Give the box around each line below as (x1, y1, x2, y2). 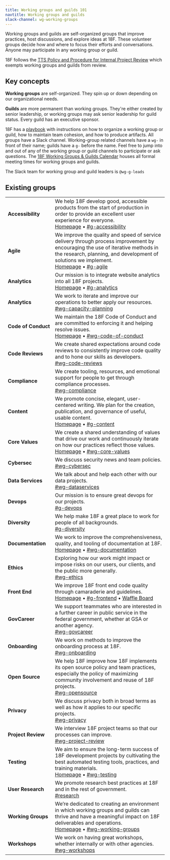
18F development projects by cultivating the (55, 752, 160, 759)
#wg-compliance (55, 387, 97, 394)
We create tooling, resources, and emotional (55, 368, 160, 375)
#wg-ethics (55, 574, 83, 581)
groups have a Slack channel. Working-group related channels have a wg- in (5, 137, 163, 143)
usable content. (55, 415, 92, 421)
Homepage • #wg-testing (55, 771, 117, 778)
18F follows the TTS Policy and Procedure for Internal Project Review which (5, 57, 162, 63)
